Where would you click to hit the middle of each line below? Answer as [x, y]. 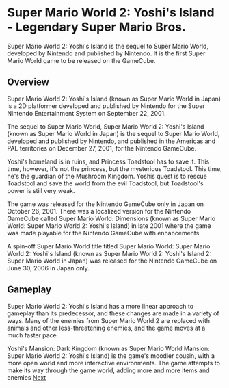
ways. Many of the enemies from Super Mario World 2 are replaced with [109, 320]
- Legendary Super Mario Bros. [97, 27]
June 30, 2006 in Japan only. [49, 268]
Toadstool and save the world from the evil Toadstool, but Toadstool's [105, 183]
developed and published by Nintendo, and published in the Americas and [111, 141]
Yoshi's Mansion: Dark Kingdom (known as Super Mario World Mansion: [108, 348]
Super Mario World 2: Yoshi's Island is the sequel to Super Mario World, [108, 46]
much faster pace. [33, 335]
